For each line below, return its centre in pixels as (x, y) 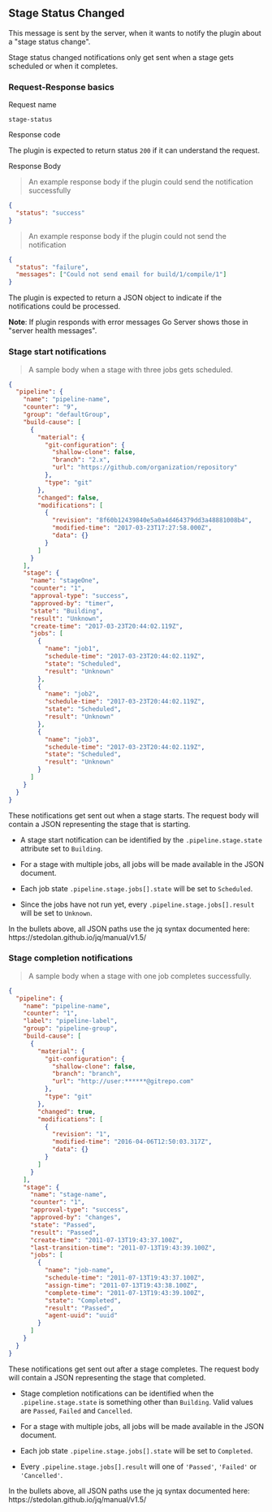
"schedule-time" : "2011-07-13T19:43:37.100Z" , (125, 1278)
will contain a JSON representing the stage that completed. (107, 1377)
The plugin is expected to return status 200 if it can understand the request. (134, 150)
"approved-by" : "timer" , (72, 603)
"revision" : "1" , (81, 1134)
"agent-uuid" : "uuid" (81, 1315)
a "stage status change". (50, 41)
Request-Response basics (62, 87)
